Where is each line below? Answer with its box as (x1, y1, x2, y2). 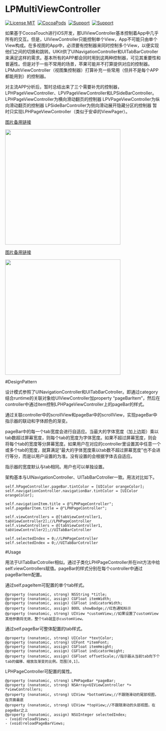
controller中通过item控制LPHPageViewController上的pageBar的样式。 (5, 401, 147, 407)
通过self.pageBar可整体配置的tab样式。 (5, 626, 85, 632)
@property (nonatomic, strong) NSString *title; (5, 592, 107, 597)
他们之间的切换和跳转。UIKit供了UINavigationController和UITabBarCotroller (5, 48, 159, 54)
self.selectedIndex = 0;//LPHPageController (5, 536, 98, 541)
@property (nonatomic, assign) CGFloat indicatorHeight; (5, 648, 125, 653)
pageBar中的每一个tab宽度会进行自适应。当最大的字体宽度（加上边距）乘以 (5, 428, 159, 434)
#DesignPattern (5, 378, 37, 384)
